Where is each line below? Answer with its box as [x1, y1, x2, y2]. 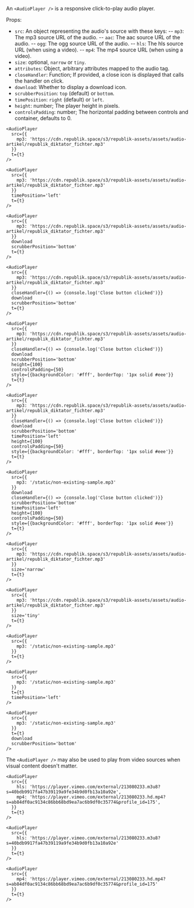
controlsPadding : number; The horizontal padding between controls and [14, 108, 189, 115]
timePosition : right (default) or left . [14, 96, 104, 103]
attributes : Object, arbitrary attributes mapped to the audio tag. [14, 65, 169, 72]
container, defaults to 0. [14, 115, 72, 122]
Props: [6, 16, 22, 23]
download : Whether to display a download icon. [14, 84, 127, 90]
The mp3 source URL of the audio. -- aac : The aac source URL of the [14, 34, 181, 40]
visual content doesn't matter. [6, 762, 78, 769]
